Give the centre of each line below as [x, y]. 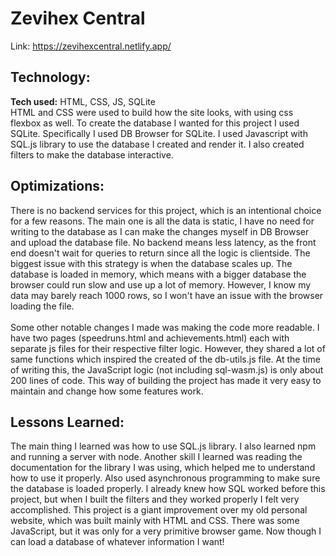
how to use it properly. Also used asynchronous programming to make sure [165, 478]
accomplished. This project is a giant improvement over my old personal [159, 510]
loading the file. [42, 306]
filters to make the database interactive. [92, 154]
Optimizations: [57, 186]
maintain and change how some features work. [107, 391]
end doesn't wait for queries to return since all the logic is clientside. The [160, 253]
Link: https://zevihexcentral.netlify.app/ [91, 46]
